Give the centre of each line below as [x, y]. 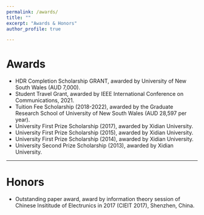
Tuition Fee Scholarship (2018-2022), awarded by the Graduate [94, 107]
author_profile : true [34, 29]
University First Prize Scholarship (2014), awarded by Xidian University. [104, 139]
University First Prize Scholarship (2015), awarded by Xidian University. [104, 133]
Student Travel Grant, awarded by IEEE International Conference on [99, 94]
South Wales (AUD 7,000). [48, 87]
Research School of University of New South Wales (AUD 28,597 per [101, 114]
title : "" [19, 18]
